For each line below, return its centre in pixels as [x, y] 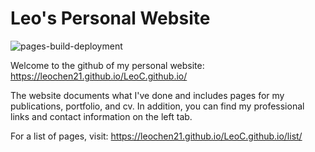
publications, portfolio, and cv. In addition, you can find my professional [157, 106]
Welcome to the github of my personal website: [107, 65]
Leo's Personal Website [110, 18]
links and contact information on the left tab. [101, 116]
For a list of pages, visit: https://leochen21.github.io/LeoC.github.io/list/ [156, 136]
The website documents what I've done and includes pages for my [147, 95]
